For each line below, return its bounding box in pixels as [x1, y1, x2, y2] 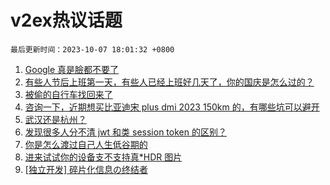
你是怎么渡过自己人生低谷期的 [24, 138, 148, 150]
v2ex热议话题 [10, 9, 123, 32]
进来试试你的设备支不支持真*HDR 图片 [24, 151, 183, 163]
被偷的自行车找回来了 [24, 88, 113, 100]
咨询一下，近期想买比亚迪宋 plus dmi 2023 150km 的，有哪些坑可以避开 [24, 101, 320, 113]
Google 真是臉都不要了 [24, 63, 120, 75]
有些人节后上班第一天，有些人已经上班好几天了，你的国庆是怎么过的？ [24, 76, 315, 88]
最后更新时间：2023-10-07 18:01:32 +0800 [10, 44, 175, 55]
